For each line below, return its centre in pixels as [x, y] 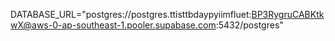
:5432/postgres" [249, 25]
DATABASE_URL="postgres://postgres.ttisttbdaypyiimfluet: [131, 14]
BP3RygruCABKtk [288, 14]
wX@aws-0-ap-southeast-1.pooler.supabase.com [113, 25]
